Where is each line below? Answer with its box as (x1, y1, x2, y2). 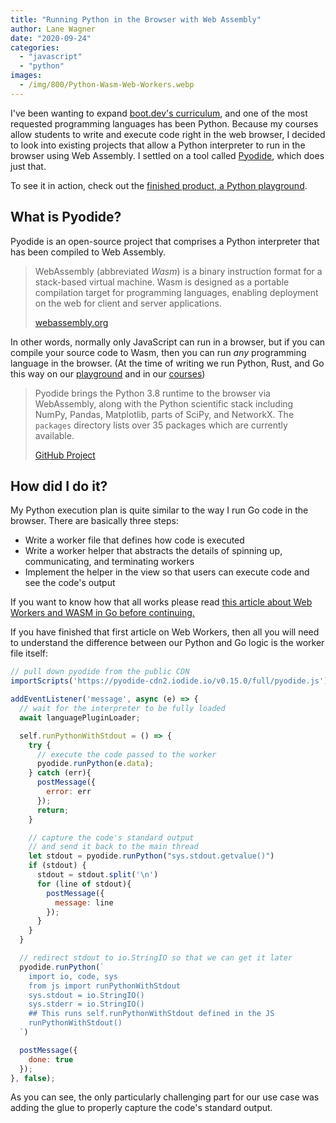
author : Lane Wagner (10, 24, 97, 34)
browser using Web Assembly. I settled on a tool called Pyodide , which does (10, 149, 325, 161)
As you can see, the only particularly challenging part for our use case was (10, 1091, 320, 1103)
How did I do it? (10, 477, 108, 495)
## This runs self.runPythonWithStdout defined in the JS (28, 1009, 275, 1019)
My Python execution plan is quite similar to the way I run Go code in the (10, 504, 309, 516)
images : (10, 71, 43, 81)
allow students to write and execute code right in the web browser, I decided (10, 128, 326, 140)
